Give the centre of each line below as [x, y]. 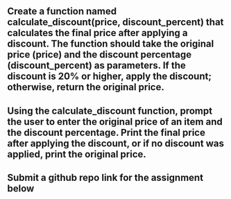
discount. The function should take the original [111, 44]
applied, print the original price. [77, 154]
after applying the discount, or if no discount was [115, 143]
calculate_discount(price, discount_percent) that [115, 23]
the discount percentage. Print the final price [106, 132]
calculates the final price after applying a [98, 33]
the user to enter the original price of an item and [115, 122]
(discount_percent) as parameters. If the [96, 66]
